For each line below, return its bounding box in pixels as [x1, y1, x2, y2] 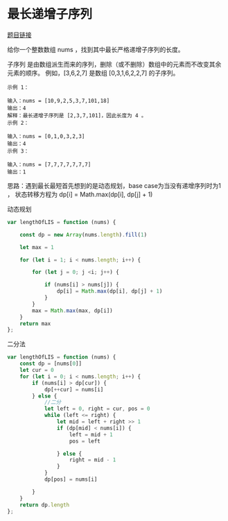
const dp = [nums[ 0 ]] [19, 360, 82, 368]
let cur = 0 [19, 367, 54, 374]
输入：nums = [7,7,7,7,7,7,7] [7, 161, 91, 168]
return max [19, 320, 51, 327]
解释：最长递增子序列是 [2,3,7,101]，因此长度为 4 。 [7, 112, 147, 119]
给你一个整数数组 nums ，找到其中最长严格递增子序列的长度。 [7, 45, 185, 53]
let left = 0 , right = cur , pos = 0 [44, 405, 150, 413]
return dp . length [19, 501, 70, 509]
